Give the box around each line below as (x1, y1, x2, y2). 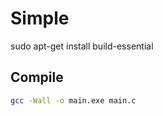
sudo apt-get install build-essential (10, 40, 154, 52)
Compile (10, 69, 64, 86)
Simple (10, 7, 70, 30)
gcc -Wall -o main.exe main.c (10, 95, 137, 106)
